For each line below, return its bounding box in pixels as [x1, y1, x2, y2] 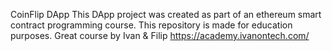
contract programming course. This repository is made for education [10, 19, 293, 31]
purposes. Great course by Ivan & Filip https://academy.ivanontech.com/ [10, 30, 310, 41]
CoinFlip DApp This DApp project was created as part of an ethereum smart [10, 9, 322, 20]
